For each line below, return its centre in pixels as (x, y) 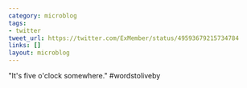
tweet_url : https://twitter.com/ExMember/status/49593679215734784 (124, 38)
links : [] (25, 46)
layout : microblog (39, 53)
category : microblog (43, 16)
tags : (17, 23)
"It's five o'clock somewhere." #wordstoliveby (84, 76)
